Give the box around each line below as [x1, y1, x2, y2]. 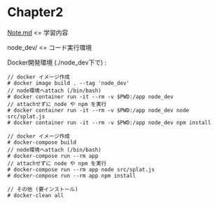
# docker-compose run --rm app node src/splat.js [7, 166, 155, 173]
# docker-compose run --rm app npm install [7, 172, 136, 179]
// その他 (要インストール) [7, 185, 78, 193]
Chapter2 [7, 4, 64, 20]
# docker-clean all [7, 192, 64, 199]
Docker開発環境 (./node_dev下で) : [7, 58, 107, 67]
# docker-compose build [7, 138, 77, 146]
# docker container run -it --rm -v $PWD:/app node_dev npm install [7, 119, 211, 126]
